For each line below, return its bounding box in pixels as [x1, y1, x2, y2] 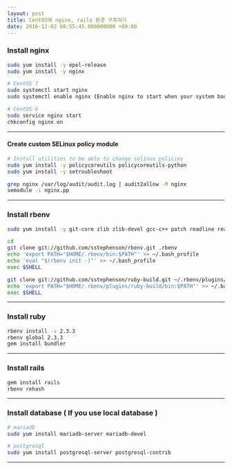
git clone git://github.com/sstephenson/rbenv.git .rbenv [7, 245, 177, 252]
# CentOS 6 [7, 106, 39, 113]
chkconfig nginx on [7, 118, 64, 125]
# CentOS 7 [7, 80, 39, 87]
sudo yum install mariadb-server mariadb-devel [7, 430, 147, 438]
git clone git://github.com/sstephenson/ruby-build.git [7, 276, 171, 283]
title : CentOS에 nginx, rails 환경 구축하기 [7, 17, 128, 23]
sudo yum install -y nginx [7, 68, 85, 75]
